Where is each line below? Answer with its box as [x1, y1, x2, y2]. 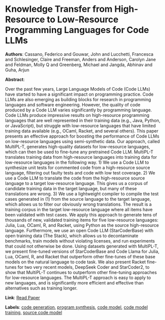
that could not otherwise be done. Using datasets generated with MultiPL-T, [5, 243, 159, 249]
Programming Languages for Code [5, 25, 149, 36]
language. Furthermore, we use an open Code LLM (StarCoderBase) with [5, 227, 154, 233]
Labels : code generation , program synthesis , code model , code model [5, 304, 148, 310]
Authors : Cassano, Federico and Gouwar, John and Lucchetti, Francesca [5, 51, 154, 57]
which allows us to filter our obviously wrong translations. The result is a [5, 201, 152, 207]
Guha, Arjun [5, 67, 30, 72]
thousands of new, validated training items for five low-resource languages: [5, 217, 159, 223]
